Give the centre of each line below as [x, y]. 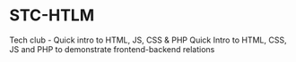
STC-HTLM [52, 15]
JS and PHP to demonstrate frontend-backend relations [112, 49]
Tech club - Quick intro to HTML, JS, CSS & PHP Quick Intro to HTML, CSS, [148, 40]
